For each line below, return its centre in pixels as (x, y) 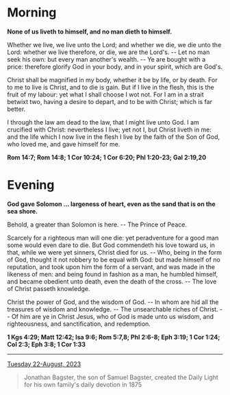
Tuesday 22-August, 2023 (44, 364)
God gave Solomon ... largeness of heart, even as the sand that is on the (111, 204)
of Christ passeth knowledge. (49, 288)
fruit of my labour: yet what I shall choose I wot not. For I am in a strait (105, 94)
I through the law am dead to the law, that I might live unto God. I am (103, 122)
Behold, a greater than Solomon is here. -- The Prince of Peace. (97, 225)
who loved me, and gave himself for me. (64, 144)
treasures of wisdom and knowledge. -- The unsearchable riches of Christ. (113, 309)
